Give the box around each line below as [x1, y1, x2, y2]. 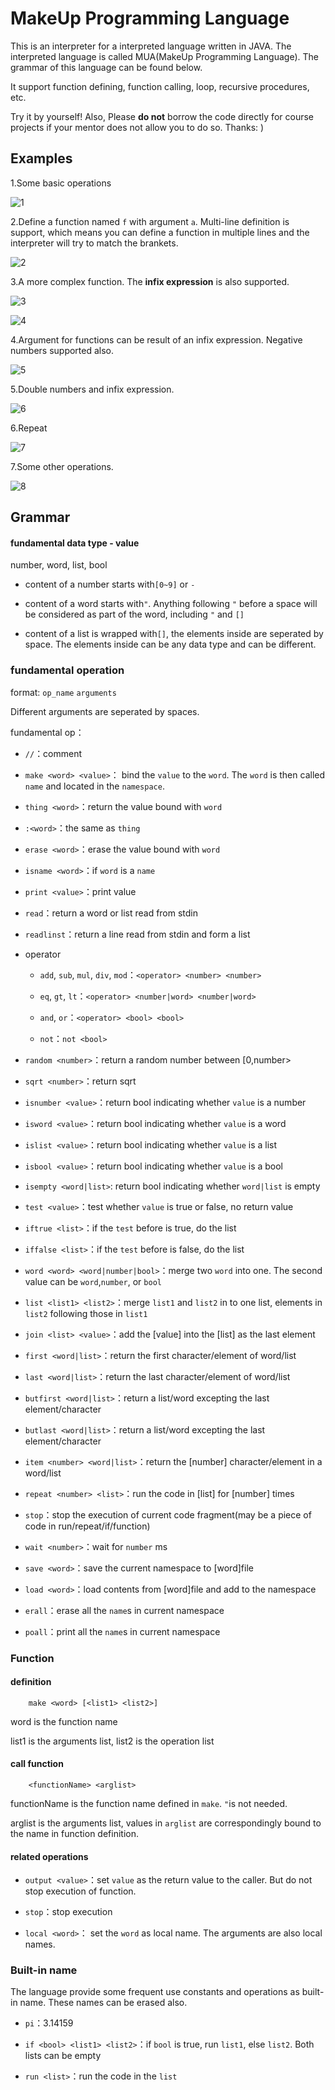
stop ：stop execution [24, 1906, 113, 1918]
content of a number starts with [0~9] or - [24, 578, 196, 591]
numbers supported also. [10, 344, 115, 356]
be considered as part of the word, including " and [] [24, 608, 245, 621]
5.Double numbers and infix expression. [10, 383, 175, 395]
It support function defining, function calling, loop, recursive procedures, [10, 80, 310, 92]
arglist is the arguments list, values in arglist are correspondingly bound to [10, 1817, 322, 1829]
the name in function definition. [10, 1827, 139, 1839]
